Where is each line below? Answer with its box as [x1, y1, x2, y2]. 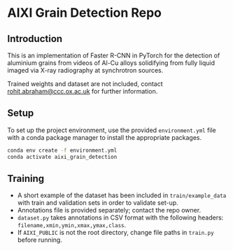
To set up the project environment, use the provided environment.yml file [7, 126, 217, 134]
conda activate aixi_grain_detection [7, 153, 118, 160]
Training [7, 173, 45, 185]
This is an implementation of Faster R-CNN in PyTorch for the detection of [7, 51, 220, 59]
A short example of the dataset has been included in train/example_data [17, 191, 227, 200]
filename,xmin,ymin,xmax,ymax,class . [17, 221, 127, 229]
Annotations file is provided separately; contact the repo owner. [17, 206, 202, 215]
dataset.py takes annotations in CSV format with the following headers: [17, 213, 224, 222]
